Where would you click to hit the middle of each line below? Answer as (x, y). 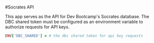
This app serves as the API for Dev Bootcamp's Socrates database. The (77, 16)
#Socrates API (20, 7)
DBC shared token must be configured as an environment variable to (74, 22)
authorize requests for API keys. (37, 27)
